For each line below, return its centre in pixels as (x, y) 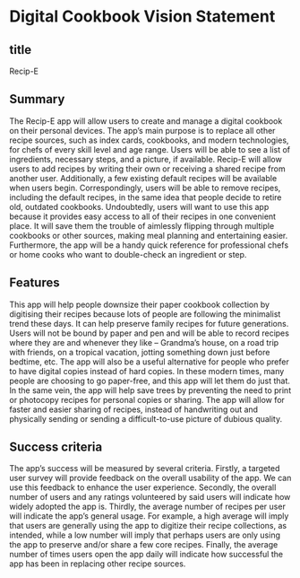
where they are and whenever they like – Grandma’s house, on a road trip (144, 342)
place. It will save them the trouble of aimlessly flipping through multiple (142, 225)
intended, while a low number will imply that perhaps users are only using (145, 535)
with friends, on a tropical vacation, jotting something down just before (140, 352)
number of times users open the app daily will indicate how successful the (146, 555)
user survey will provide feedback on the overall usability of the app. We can (150, 478)
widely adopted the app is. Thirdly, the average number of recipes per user (148, 507)
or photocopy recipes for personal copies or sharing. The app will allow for (147, 399)
